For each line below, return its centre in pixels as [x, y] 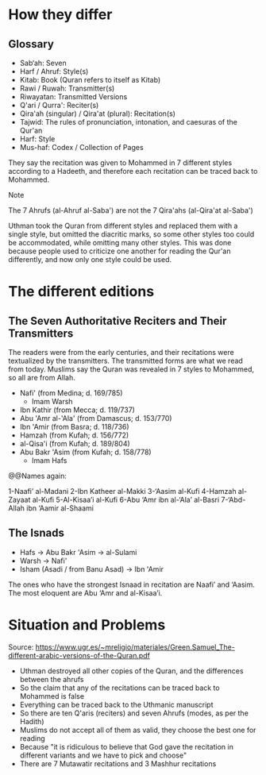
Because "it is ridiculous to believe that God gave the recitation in [127, 746]
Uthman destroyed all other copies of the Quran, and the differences [131, 671]
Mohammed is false [52, 696]
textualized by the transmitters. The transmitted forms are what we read [126, 361]
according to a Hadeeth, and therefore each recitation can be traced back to [133, 171]
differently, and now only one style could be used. [90, 259]
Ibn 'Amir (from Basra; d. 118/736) [74, 427]
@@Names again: [38, 476]
